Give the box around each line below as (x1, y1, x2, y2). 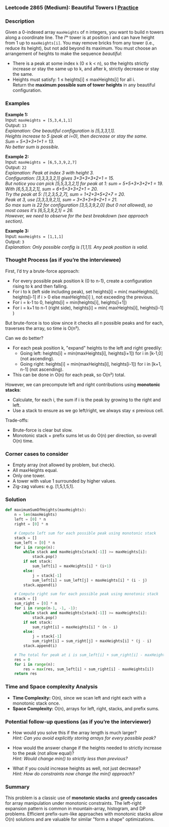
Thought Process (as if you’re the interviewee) (5, 256, 122, 264)
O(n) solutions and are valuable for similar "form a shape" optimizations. (5, 816, 155, 822)
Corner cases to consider (5, 450, 69, 457)
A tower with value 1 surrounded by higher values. (12, 478, 117, 484)
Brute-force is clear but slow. (12, 427, 73, 433)
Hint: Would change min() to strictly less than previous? (12, 755, 128, 761)
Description (5, 17, 35, 24)
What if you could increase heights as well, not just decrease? (12, 765, 141, 771)
